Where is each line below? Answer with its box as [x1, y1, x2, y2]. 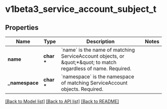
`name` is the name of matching [61, 46, 135, 53]
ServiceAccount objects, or [61, 53, 125, 59]
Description [86, 38, 115, 45]
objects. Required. [61, 86, 103, 93]
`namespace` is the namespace [61, 73, 134, 80]
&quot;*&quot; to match [61, 59, 117, 66]
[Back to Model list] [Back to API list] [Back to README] [5, 99, 119, 104]
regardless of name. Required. [61, 65, 132, 72]
